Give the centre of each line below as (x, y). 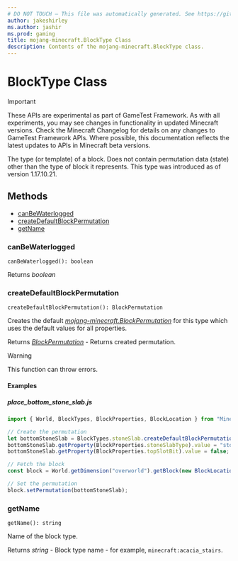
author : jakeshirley (38, 21)
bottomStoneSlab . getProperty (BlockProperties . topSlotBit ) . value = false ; (119, 452)
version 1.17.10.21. (33, 174)
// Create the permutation (47, 432)
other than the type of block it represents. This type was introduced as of (114, 166)
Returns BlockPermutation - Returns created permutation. (91, 342)
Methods (28, 197)
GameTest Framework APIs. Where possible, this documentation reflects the (119, 137)
